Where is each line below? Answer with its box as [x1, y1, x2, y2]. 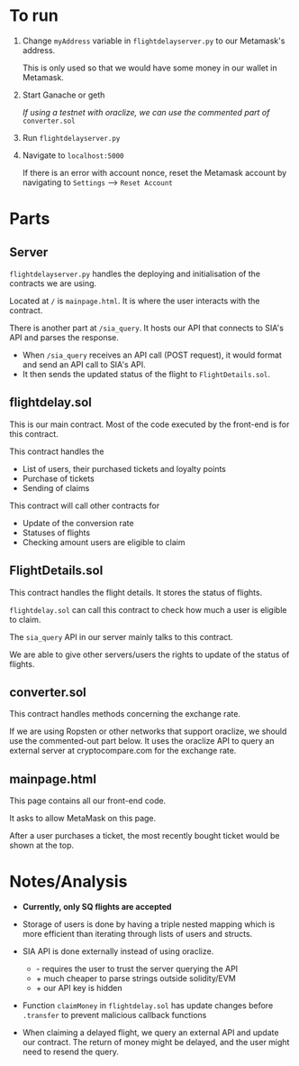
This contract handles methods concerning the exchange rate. [9, 709, 241, 719]
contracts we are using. [9, 277, 97, 289]
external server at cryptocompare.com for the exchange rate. [9, 746, 237, 756]
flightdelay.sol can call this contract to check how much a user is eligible [9, 604, 287, 615]
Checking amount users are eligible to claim [22, 536, 186, 547]
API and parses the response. [9, 331, 120, 343]
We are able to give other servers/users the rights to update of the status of [9, 649, 290, 660]
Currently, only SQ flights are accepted [22, 902, 172, 913]
